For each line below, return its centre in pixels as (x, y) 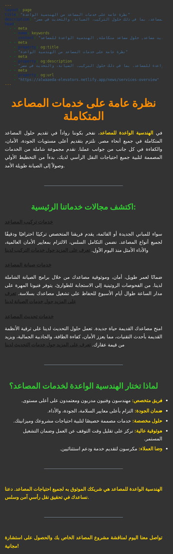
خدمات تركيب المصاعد (29, 222)
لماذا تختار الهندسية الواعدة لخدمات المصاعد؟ (83, 386)
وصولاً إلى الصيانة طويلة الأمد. (35, 166)
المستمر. (153, 439)
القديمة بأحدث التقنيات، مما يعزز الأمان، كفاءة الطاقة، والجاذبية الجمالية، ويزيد (83, 337)
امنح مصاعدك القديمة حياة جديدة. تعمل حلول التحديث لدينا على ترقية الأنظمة (83, 328)
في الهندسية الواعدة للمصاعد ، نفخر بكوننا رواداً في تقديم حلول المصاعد (83, 132)
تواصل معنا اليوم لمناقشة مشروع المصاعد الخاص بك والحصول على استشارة (84, 538)
